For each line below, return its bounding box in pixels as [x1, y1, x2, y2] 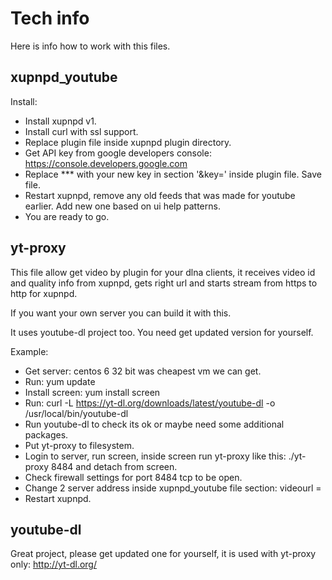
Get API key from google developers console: [24, 147, 212, 159]
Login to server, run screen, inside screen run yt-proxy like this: [24, 450, 287, 462]
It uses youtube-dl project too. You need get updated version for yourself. [10, 326, 314, 338]
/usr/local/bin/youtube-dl [24, 407, 129, 419]
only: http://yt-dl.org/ [10, 558, 97, 571]
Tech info [10, 7, 90, 30]
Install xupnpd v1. [24, 115, 97, 127]
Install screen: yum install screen [24, 386, 161, 398]
